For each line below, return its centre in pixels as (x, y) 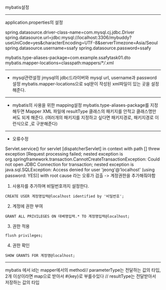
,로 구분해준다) (43, 124)
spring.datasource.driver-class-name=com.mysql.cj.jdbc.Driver (70, 32)
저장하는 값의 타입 (22, 282)
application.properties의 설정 (34, 22)
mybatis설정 (17, 7)
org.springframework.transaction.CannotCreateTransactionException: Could (83, 159)
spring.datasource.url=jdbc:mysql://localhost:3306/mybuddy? (68, 38)
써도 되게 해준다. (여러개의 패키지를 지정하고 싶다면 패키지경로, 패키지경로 (83, 117)
